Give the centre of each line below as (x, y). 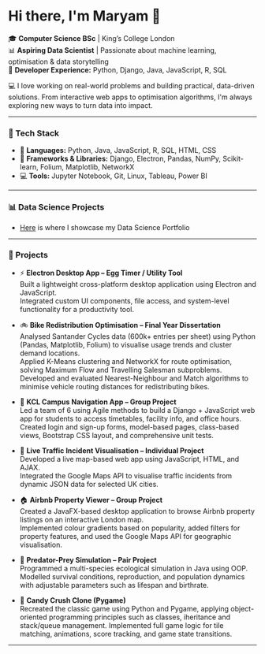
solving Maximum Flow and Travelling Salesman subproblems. (121, 370)
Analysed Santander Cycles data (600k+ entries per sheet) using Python (138, 336)
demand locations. (50, 353)
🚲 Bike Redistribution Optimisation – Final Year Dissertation (120, 325)
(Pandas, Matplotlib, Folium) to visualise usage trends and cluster (126, 344)
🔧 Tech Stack (34, 133)
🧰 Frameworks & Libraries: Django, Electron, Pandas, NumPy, (120, 159)
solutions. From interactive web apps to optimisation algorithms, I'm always (130, 97)
